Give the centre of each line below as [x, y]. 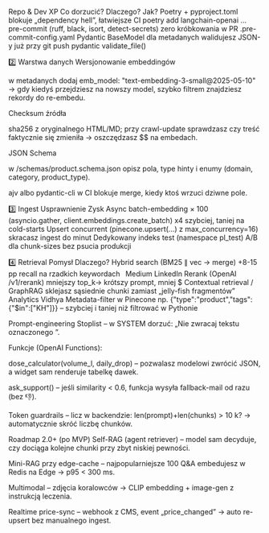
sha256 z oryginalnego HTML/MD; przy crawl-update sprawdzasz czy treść [134, 129]
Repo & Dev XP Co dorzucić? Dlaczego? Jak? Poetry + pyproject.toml [123, 12]
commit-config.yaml [42, 37]
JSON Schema [33, 153]
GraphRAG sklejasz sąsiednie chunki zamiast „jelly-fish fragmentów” [122, 291]
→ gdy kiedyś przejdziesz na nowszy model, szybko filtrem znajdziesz [125, 89]
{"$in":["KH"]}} [33, 308]
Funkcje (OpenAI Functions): [55, 348]
